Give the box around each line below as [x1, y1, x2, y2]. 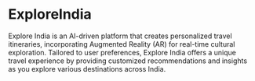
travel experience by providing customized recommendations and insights [8, 56, 248, 65]
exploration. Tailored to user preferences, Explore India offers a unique [8, 48, 237, 57]
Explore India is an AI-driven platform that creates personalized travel [8, 31, 233, 40]
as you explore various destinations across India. [8, 64, 166, 73]
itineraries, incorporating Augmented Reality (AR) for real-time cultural [8, 39, 235, 48]
